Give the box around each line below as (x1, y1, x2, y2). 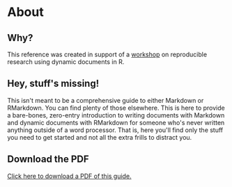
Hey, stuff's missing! (7, 78, 100, 90)
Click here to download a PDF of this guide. (7, 172, 132, 180)
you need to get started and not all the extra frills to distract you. (7, 133, 192, 141)
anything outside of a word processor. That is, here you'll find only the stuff (7, 126, 224, 134)
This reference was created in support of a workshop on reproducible (7, 50, 208, 58)
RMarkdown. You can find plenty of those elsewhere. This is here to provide (7, 104, 225, 112)
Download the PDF (7, 154, 89, 165)
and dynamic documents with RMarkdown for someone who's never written (7, 118, 225, 127)
